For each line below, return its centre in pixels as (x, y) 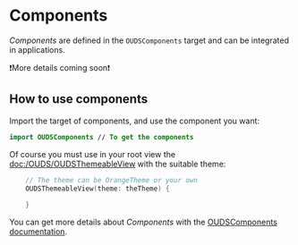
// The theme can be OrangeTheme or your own (112, 180)
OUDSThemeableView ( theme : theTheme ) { (98, 189)
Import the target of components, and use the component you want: (135, 121)
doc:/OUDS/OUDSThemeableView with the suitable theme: (118, 164)
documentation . (38, 232)
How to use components (79, 99)
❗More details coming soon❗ (60, 67)
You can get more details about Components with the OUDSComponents (143, 222)
